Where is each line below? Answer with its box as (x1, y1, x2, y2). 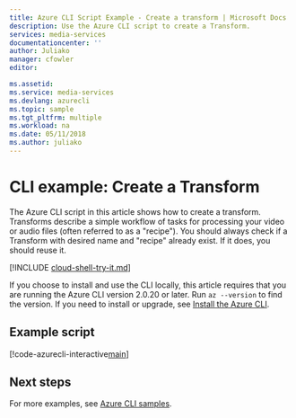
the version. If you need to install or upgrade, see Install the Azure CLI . (9, 298, 270, 309)
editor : (9, 64, 39, 73)
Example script (9, 325, 96, 340)
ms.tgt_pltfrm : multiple (9, 113, 102, 122)
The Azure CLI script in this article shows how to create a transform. (9, 206, 262, 217)
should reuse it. (9, 245, 67, 255)
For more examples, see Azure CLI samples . (9, 398, 172, 409)
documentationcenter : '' (9, 38, 102, 48)
